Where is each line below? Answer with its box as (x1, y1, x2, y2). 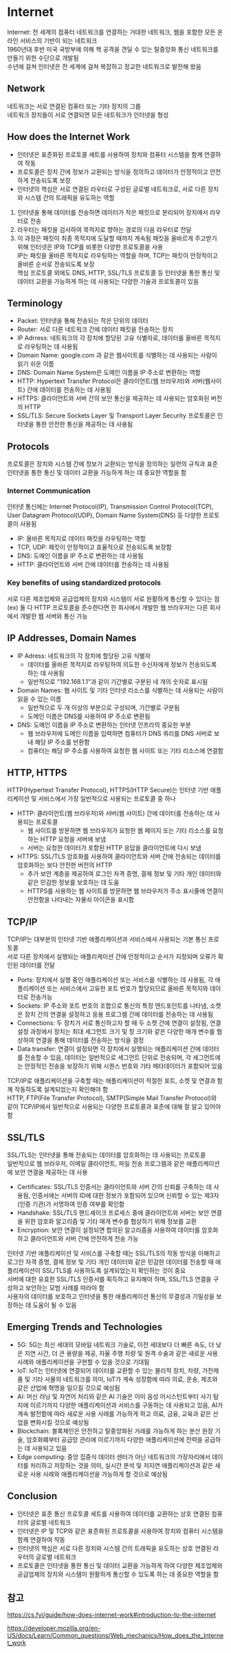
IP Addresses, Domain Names (7, 632, 137, 644)
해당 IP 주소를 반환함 (34, 738, 90, 746)
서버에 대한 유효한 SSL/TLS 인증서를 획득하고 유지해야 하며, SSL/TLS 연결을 (7, 1275, 212, 1284)
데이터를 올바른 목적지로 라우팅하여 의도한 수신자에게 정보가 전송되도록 (27, 660, 217, 668)
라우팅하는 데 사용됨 (24, 342, 78, 351)
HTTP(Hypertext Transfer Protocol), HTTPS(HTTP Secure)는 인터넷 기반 (7, 786, 209, 794)
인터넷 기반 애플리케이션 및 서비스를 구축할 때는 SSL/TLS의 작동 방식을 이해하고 (7, 1249, 221, 1258)
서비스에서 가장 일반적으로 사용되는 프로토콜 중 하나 (38, 794, 177, 803)
